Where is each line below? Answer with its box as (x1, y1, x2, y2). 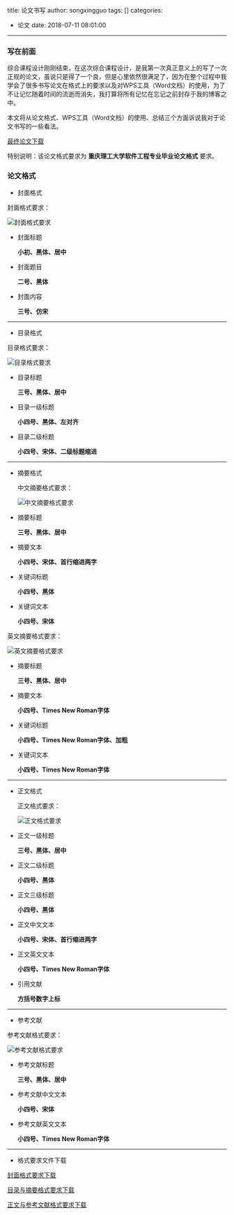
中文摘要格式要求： (17, 483, 73, 492)
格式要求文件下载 (17, 1156, 67, 1164)
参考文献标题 (17, 1060, 54, 1068)
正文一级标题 (17, 831, 54, 839)
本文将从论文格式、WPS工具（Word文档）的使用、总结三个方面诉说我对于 (7, 114, 219, 122)
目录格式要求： (7, 343, 50, 351)
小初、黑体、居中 (17, 247, 67, 256)
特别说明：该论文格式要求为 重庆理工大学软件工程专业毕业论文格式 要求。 (7, 152, 218, 161)
